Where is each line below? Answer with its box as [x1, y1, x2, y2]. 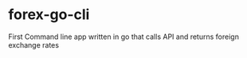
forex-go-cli [8, 6, 90, 24]
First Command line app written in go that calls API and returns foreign [8, 32, 239, 41]
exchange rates [8, 40, 60, 49]
